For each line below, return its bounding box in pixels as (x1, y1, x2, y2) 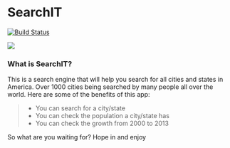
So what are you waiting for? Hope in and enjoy (7, 133, 147, 142)
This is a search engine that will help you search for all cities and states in (7, 75, 224, 84)
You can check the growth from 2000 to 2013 (35, 119, 169, 128)
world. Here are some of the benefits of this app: (7, 90, 150, 99)
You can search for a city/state (35, 104, 126, 112)
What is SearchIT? (7, 58, 73, 68)
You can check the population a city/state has (35, 112, 169, 120)
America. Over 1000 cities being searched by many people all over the (7, 83, 214, 91)
